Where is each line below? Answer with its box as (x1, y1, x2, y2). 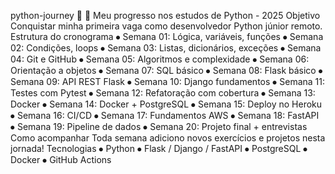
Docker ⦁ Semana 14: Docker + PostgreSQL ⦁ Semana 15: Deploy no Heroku (10, 98, 323, 110)
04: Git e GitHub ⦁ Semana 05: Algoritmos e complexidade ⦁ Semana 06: (10, 53, 310, 65)
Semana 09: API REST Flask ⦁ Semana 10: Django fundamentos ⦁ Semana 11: (10, 76, 326, 87)
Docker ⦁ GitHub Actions (10, 154, 112, 165)
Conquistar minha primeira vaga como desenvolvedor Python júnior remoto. (10, 20, 323, 32)
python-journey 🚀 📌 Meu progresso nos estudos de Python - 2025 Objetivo (10, 10, 321, 21)
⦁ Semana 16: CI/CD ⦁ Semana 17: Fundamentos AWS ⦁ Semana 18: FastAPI (10, 110, 320, 121)
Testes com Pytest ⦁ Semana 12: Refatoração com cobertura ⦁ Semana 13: (10, 87, 316, 99)
